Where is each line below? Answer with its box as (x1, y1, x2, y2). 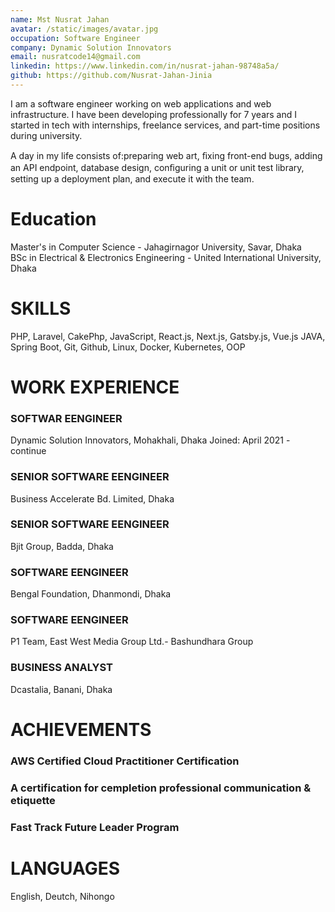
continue (10, 445, 47, 457)
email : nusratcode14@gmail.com (10, 52, 141, 62)
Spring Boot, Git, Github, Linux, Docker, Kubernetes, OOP (10, 341, 246, 353)
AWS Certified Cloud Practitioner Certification (10, 754, 240, 768)
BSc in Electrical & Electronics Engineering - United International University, (10, 251, 322, 263)
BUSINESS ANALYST (10, 661, 114, 675)
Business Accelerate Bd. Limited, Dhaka (10, 492, 175, 505)
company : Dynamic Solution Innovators (10, 42, 172, 53)
